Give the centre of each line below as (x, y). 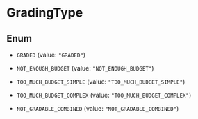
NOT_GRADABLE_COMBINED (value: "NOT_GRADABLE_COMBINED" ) (98, 108)
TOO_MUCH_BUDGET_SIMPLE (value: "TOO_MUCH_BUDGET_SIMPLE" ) (101, 82)
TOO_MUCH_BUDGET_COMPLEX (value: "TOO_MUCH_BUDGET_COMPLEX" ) (104, 95)
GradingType (45, 13)
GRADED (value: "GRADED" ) (51, 55)
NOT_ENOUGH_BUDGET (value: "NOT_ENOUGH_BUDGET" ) (85, 68)
